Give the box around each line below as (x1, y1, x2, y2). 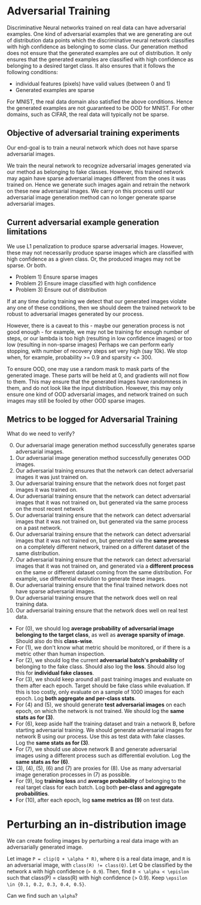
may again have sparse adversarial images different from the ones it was (7, 175, 186, 182)
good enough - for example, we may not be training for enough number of (7, 328, 190, 336)
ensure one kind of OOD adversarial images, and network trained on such (7, 391, 188, 398)
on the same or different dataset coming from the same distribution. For (15, 569, 192, 576)
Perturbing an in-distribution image (7, 818, 187, 831)
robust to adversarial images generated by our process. (7, 310, 144, 318)
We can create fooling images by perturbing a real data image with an (7, 837, 179, 845)
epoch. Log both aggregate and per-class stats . (15, 695, 136, 702)
